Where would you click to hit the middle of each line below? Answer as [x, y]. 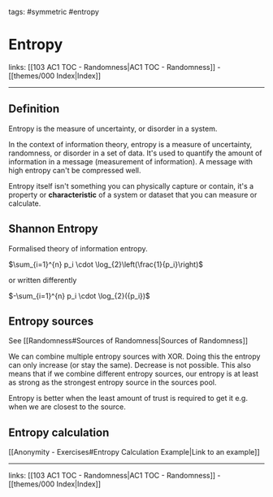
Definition [34, 109]
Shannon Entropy [54, 229]
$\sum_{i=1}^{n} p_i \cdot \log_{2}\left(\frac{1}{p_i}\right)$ [106, 264]
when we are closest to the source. [67, 407]
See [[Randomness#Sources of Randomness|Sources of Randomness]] [128, 341]
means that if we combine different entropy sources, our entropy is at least [133, 374]
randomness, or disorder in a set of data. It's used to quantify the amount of [135, 153]
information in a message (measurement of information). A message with [131, 161]
